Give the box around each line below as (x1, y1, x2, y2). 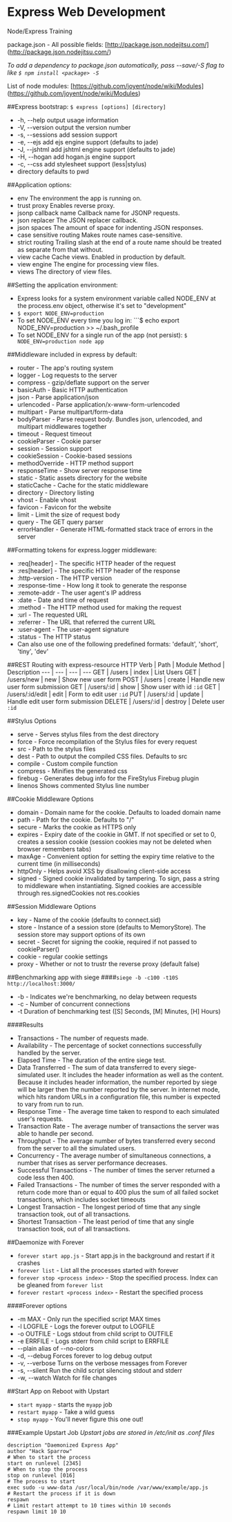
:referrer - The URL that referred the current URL (17, 617, 156, 626)
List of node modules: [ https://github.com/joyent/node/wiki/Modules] (7, 81, 204, 90)
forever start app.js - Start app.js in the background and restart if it (17, 1251, 215, 1260)
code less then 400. (17, 1173, 75, 1182)
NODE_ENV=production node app (17, 338, 105, 345)
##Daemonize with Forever (7, 1237, 84, 1246)
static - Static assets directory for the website (17, 474, 147, 482)
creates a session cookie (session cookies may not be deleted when (17, 837, 212, 846)
